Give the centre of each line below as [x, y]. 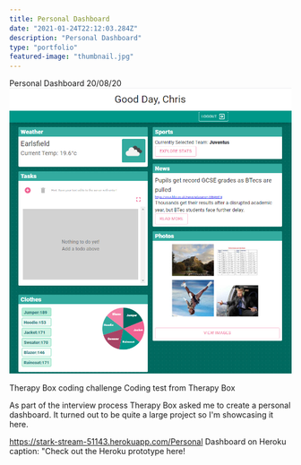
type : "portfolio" [43, 47]
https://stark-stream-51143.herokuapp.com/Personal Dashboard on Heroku [148, 442]
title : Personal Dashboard [60, 19]
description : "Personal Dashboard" [76, 38]
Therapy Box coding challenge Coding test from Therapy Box [122, 388]
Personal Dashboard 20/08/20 [66, 83]
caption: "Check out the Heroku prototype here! [97, 452]
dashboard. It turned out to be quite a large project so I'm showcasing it [142, 415]
